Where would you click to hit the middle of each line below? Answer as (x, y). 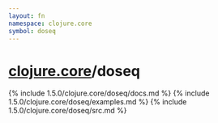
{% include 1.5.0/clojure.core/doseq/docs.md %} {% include (109, 93)
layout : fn (27, 16)
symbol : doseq (32, 31)
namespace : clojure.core (50, 23)
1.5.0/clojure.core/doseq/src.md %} (68, 111)
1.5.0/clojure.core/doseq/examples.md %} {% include (98, 102)
